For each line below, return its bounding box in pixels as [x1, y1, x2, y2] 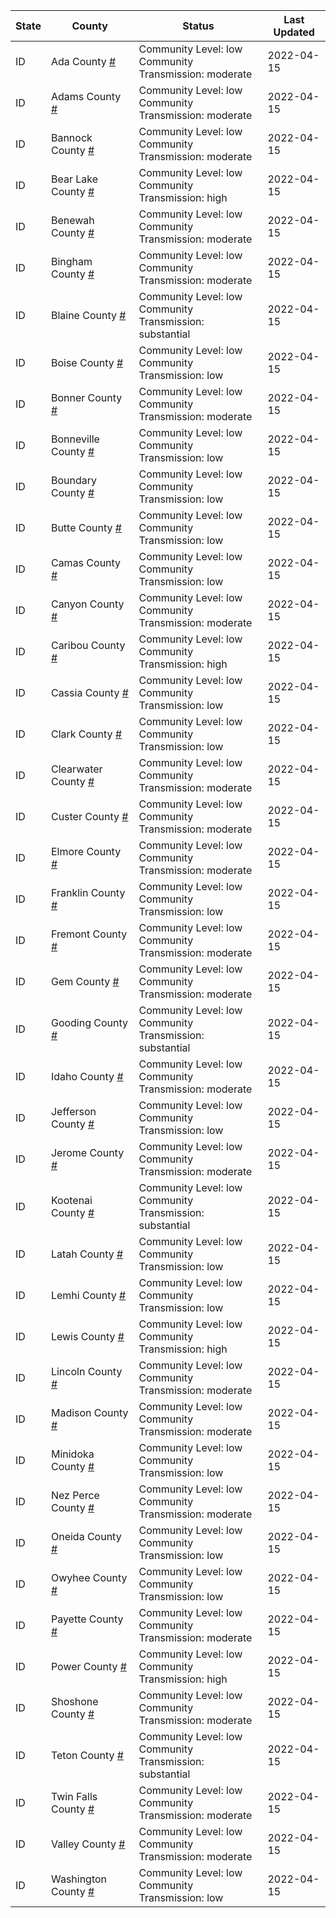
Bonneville [50, 432, 100, 446]
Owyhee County [50, 1571, 128, 1584]
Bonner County [50, 391, 123, 404]
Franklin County [50, 886, 126, 899]
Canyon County [50, 597, 125, 611]
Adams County [50, 90, 122, 103]
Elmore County [50, 845, 122, 858]
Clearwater [50, 762, 103, 776]
